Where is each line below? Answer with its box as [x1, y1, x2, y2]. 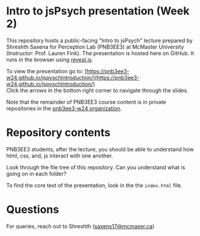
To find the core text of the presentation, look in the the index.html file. [6, 181, 183, 189]
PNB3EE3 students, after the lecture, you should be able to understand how [6, 145, 194, 153]
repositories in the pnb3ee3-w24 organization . [6, 104, 122, 112]
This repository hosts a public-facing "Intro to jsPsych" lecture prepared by [6, 37, 193, 44]
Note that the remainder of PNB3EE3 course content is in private [6, 98, 167, 106]
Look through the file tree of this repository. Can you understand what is [6, 163, 186, 171]
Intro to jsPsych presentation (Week [6, 4, 190, 18]
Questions [6, 203, 59, 217]
